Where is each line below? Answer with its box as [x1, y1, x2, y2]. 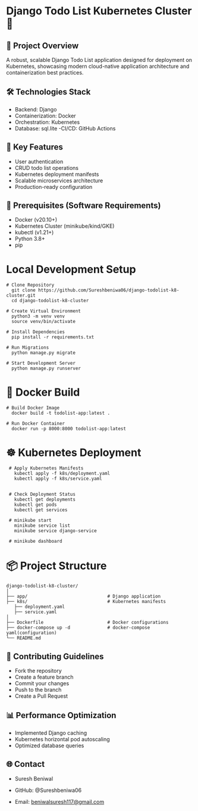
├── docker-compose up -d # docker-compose [6, 624, 150, 631]
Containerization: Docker [14, 112, 76, 119]
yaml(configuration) [6, 630, 58, 636]
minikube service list [14, 523, 70, 529]
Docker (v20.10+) [14, 216, 58, 223]
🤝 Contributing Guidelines [6, 651, 104, 661]
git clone [11, 287, 36, 293]
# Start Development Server [6, 361, 76, 366]
